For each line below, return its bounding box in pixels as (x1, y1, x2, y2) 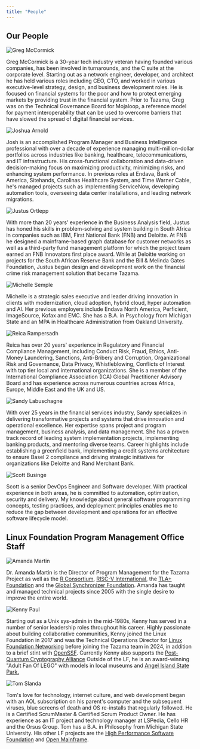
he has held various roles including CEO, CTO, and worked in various (6, 77, 176, 84)
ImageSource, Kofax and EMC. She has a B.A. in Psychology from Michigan (6, 312, 192, 319)
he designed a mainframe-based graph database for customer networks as (6, 238, 192, 245)
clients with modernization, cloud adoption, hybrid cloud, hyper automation (6, 299, 191, 307)
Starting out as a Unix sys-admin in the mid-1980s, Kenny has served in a (6, 617, 187, 625)
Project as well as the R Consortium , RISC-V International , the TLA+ (6, 575, 172, 583)
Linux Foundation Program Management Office (6, 532, 184, 542)
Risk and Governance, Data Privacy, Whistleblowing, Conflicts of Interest (6, 360, 185, 368)
